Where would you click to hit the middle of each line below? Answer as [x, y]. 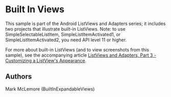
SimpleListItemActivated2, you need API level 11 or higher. [66, 40]
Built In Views [35, 9]
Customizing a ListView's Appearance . [46, 60]
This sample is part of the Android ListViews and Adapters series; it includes [86, 23]
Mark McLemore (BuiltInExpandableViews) [50, 89]
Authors [19, 77]
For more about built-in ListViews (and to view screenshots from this [77, 50]
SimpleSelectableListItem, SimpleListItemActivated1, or [63, 34]
